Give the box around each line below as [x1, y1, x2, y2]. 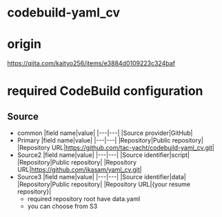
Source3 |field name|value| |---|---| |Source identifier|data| [17, 173, 186, 181]
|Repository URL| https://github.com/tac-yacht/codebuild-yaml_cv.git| [17, 143, 215, 152]
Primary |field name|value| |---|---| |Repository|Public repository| [17, 136, 203, 145]
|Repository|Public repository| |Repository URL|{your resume [17, 180, 191, 189]
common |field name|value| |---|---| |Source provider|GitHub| [17, 129, 193, 137]
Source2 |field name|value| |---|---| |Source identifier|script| [17, 151, 190, 159]
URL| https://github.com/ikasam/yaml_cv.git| [17, 165, 143, 174]
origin [7, 37, 41, 52]
